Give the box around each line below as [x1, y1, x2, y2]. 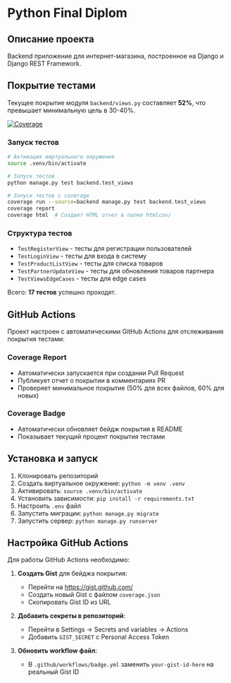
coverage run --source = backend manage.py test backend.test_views [7, 198, 206, 206]
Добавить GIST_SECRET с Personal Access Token [27, 633, 170, 641]
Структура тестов [7, 228, 73, 238]
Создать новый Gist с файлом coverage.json [27, 590, 161, 599]
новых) [17, 391, 39, 400]
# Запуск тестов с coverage [7, 192, 90, 199]
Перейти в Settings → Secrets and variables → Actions [27, 625, 189, 634]
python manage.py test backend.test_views [7, 179, 134, 186]
